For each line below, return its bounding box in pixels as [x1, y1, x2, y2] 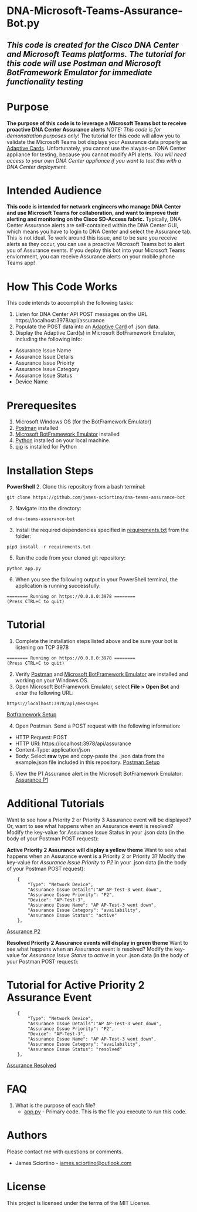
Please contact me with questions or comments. [6, 1148, 123, 1155]
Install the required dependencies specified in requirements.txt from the [15, 527, 189, 534]
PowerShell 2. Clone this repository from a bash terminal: [6, 483, 146, 490]
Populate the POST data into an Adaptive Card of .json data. [15, 323, 160, 330]
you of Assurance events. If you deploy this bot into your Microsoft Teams [6, 247, 185, 254]
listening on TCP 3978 [15, 644, 69, 651]
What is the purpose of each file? [15, 1102, 96, 1109]
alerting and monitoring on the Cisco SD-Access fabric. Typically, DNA [6, 216, 181, 223]
